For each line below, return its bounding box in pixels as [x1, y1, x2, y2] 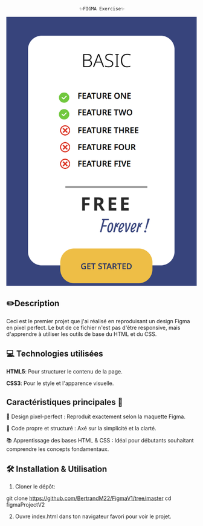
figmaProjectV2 [6, 501, 45, 508]
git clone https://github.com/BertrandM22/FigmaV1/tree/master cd [6, 495, 172, 502]
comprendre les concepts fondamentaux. [6, 445, 109, 453]
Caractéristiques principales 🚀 [6, 396, 123, 407]
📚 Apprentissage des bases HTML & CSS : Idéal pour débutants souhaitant [6, 437, 195, 444]
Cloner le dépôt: [14, 483, 56, 490]
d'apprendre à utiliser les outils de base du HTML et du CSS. [6, 330, 157, 338]
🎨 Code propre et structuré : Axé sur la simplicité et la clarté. [6, 425, 157, 432]
